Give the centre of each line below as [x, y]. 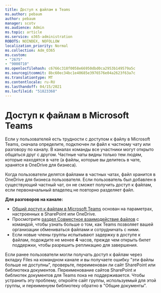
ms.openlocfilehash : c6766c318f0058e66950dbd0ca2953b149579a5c [70, 69]
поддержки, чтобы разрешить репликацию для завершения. [75, 245]
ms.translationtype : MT [29, 78]
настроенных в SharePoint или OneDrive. [54, 214]
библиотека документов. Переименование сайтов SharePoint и [71, 270]
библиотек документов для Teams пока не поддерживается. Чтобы [75, 275]
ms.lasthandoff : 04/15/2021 [33, 87]
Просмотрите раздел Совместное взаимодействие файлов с [75, 219]
